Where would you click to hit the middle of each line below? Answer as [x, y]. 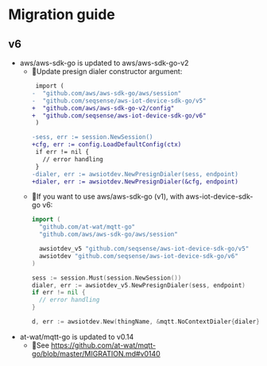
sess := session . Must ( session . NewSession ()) [106, 278]
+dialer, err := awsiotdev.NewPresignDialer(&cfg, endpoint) [135, 181]
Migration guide [62, 15]
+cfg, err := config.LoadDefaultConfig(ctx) [106, 144]
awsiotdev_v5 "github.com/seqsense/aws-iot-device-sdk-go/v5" [144, 248]
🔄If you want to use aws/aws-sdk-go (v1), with [108, 197]
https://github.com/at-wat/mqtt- [104, 345]
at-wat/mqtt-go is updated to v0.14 [77, 337]
